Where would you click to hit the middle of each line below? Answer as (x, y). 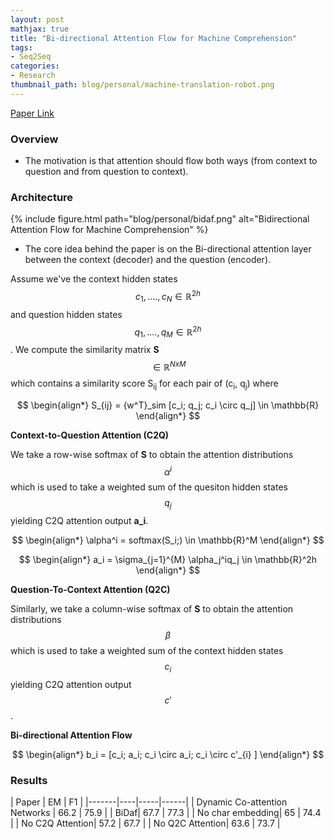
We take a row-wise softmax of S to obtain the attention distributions (152, 454)
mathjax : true (40, 29)
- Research (33, 76)
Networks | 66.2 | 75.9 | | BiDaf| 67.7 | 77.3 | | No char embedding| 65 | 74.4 (166, 813)
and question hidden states (66, 314)
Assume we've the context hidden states (94, 279)
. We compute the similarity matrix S (85, 350)
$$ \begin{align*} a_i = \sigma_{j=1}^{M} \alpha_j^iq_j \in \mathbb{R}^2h (168, 560)
